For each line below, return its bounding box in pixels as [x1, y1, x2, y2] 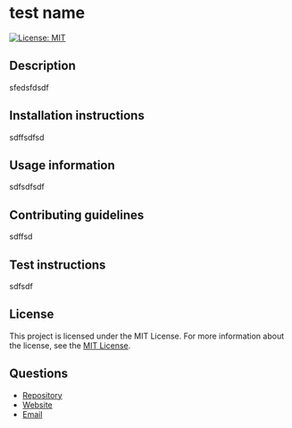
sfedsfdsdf [9, 81, 49, 92]
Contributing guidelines [9, 207, 145, 222]
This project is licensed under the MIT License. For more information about [9, 330, 285, 341]
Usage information [9, 158, 116, 173]
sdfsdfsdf [9, 182, 45, 193]
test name [9, 3, 86, 23]
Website [21, 399, 54, 410]
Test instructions [9, 257, 106, 272]
